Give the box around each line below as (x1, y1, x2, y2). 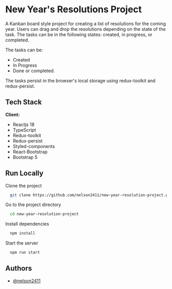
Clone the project (5, 182, 42, 189)
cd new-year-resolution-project (10, 212, 79, 217)
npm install (10, 231, 36, 236)
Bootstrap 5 (12, 154, 38, 160)
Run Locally (5, 169, 44, 178)
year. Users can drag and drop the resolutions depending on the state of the (5, 26, 166, 32)
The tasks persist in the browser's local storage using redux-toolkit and (5, 77, 156, 84)
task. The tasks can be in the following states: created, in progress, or (5, 31, 153, 37)
